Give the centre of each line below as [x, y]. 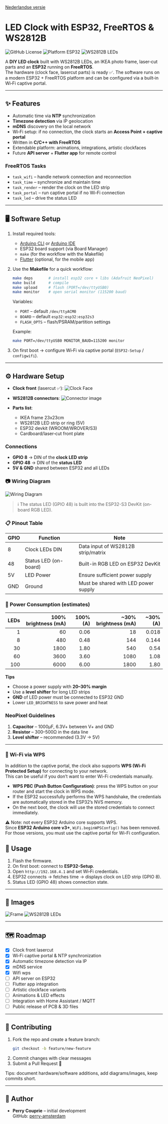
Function [49, 537]
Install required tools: [34, 233]
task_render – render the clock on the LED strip [61, 188]
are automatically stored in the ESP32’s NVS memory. [67, 802]
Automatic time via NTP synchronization [54, 116]
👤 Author [19, 1099]
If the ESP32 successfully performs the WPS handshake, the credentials [87, 796]
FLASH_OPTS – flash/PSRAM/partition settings [65, 322]
